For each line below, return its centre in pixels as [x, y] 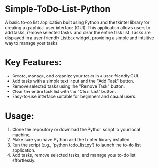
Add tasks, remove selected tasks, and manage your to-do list [74, 155]
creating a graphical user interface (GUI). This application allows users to [78, 27]
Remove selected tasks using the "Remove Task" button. [68, 86]
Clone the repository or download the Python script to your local [76, 129]
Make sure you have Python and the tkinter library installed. [71, 139]
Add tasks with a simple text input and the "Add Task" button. [73, 81]
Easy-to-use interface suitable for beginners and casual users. [74, 96]
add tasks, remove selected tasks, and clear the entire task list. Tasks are [78, 32]
